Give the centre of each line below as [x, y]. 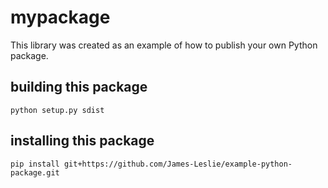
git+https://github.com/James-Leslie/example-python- [178, 164]
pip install [35, 164]
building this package [79, 87]
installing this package [82, 141]
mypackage [60, 17]
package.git [35, 172]
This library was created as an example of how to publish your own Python [164, 45]
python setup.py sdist [57, 110]
